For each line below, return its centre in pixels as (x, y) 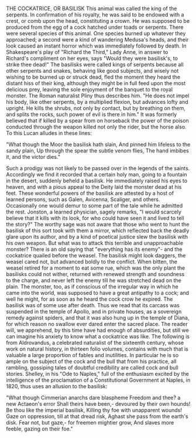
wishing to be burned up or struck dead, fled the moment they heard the (93, 77)
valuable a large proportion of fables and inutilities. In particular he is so (92, 355)
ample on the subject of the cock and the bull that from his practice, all (91, 361)
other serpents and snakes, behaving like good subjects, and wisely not (92, 71)
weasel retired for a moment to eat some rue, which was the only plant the (96, 268)
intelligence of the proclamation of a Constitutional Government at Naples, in (98, 380)
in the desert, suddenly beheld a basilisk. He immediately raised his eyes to (97, 181)
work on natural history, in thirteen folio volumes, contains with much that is (97, 349)
